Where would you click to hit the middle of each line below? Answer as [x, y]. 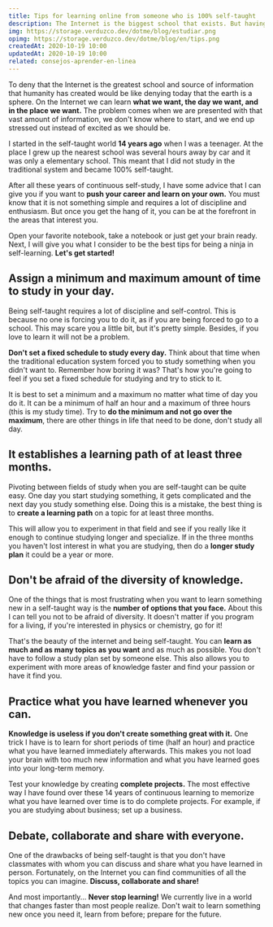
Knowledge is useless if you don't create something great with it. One [128, 734]
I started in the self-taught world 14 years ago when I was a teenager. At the [136, 143]
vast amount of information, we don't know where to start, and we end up [131, 119]
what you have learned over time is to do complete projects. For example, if [135, 802]
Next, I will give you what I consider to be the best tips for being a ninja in [131, 244]
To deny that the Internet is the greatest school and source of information [131, 84]
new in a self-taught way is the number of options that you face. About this [135, 608]
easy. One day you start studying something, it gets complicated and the [130, 495]
